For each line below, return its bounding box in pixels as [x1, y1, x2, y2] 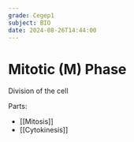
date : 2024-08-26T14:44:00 [8, 26, 97, 34]
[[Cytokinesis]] [19, 125, 69, 135]
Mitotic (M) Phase [8, 60, 127, 78]
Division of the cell [8, 86, 69, 95]
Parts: [8, 102, 28, 111]
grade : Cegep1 [8, 11, 55, 20]
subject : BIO [8, 19, 51, 27]
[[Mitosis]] [19, 117, 54, 126]
